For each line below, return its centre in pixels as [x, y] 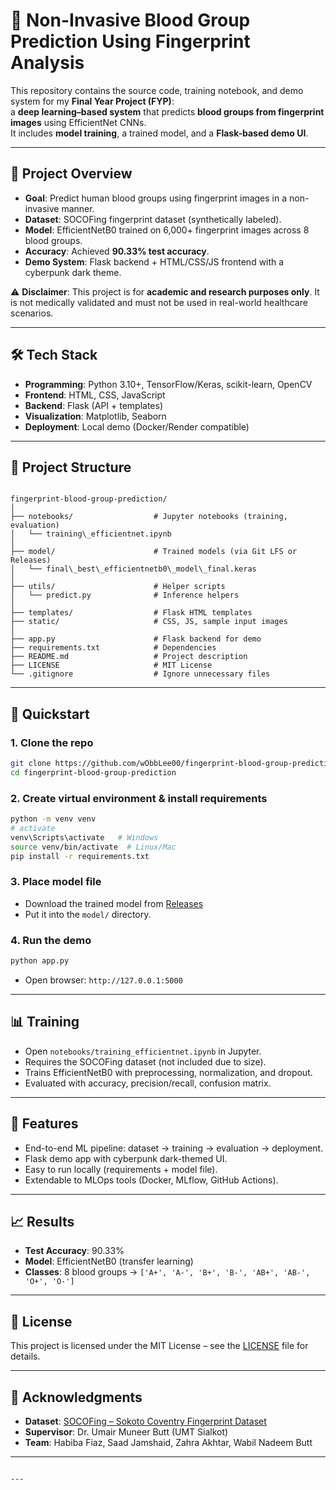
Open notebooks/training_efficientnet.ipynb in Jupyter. [143, 1051]
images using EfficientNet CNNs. [78, 122]
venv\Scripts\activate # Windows [84, 837]
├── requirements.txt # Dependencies [113, 648]
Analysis [47, 63]
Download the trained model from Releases [114, 903]
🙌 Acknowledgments [76, 1397]
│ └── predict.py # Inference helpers [125, 595]
